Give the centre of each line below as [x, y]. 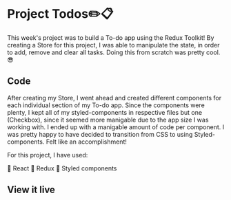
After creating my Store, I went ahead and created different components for [114, 98]
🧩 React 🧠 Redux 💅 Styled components [62, 168]
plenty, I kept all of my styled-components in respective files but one [104, 112]
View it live [31, 190]
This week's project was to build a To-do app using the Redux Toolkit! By [111, 37]
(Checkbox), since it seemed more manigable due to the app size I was [108, 120]
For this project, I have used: [48, 155]
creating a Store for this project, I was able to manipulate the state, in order [113, 45]
